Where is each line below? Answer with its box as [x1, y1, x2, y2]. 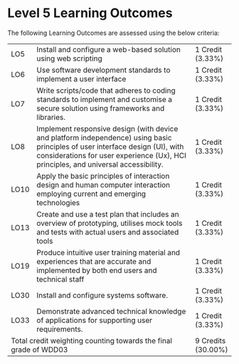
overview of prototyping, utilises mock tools [36, 218, 183, 228]
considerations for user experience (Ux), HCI [36, 150, 187, 160]
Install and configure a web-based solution [36, 44, 181, 54]
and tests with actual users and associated [36, 227, 179, 236]
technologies [36, 197, 80, 207]
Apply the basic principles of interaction [36, 171, 170, 181]
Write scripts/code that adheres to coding [36, 85, 176, 95]
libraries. [36, 112, 66, 122]
